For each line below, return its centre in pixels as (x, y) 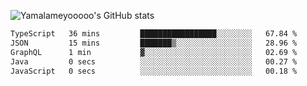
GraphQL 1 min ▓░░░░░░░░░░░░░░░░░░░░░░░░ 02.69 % (154, 52)
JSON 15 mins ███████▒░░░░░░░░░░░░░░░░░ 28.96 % (154, 43)
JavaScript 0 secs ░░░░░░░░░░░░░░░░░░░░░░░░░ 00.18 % (154, 71)
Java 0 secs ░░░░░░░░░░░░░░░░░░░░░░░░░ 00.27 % (154, 61)
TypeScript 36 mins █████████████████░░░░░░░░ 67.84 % (154, 34)
